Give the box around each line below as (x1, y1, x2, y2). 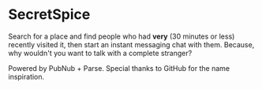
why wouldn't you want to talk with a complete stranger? (8, 48, 193, 57)
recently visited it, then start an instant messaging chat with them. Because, (8, 39, 255, 49)
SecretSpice (8, 6, 91, 24)
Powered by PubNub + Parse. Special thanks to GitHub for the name (8, 63, 230, 72)
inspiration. (8, 72, 45, 81)
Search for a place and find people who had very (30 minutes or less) (8, 32, 235, 41)
